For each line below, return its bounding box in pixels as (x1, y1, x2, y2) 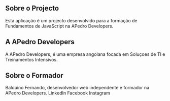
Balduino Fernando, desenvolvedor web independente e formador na (5, 85, 150, 91)
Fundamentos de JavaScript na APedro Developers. (5, 23, 114, 29)
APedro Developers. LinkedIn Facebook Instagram (5, 90, 111, 96)
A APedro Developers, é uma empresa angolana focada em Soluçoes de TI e (5, 51, 165, 57)
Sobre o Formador (5, 71, 63, 80)
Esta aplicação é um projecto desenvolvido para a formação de (5, 17, 138, 23)
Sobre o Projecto (5, 4, 59, 13)
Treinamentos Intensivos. (5, 56, 58, 62)
